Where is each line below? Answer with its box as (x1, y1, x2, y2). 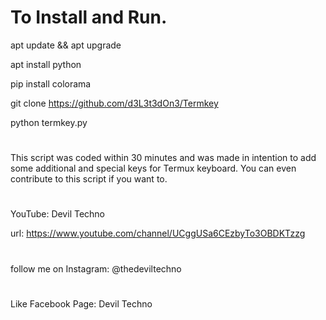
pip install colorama (10, 77, 92, 90)
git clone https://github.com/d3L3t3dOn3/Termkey (10, 97, 219, 109)
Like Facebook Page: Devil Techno (10, 297, 153, 310)
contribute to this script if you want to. (10, 173, 168, 185)
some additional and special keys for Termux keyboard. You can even (10, 162, 297, 175)
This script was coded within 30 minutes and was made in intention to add (10, 152, 317, 164)
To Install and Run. (10, 6, 168, 29)
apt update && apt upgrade (10, 39, 122, 51)
